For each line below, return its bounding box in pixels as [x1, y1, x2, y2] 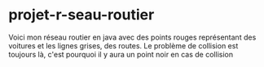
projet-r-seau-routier [8, 6, 155, 24]
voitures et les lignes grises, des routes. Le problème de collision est [8, 40, 239, 50]
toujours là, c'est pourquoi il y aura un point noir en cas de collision [8, 49, 234, 59]
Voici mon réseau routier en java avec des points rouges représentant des [8, 32, 257, 42]
